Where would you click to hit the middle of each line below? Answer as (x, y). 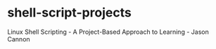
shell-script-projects (69, 13)
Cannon (19, 39)
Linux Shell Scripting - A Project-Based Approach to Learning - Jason (108, 32)
